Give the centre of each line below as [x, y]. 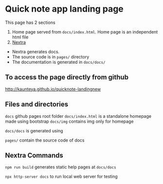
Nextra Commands [34, 155]
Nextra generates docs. [36, 52]
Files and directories [37, 104]
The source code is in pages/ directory [51, 56]
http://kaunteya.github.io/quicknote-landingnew [53, 89]
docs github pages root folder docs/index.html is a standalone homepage [78, 116]
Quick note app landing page [64, 9]
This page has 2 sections [30, 22]
